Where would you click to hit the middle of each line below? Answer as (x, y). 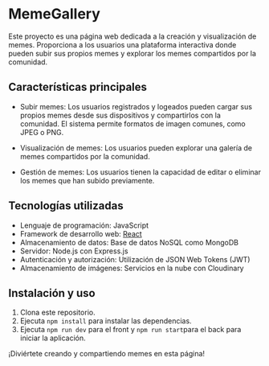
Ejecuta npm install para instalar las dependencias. (106, 321)
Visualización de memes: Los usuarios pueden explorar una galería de (136, 148)
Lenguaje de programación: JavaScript (84, 225)
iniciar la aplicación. (53, 338)
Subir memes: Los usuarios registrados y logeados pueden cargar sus (136, 106)
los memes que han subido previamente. (87, 180)
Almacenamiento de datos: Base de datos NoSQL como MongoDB (129, 242)
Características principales (77, 87)
